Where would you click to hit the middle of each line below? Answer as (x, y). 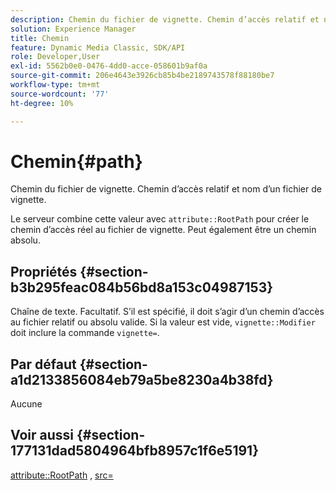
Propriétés (44, 271)
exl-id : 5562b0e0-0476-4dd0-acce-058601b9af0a (109, 66)
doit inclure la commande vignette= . (85, 333)
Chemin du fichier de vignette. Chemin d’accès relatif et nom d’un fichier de (166, 189)
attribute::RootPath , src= (62, 475)
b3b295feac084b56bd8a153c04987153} (142, 287)
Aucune (26, 404)
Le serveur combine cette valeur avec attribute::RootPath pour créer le (160, 219)
